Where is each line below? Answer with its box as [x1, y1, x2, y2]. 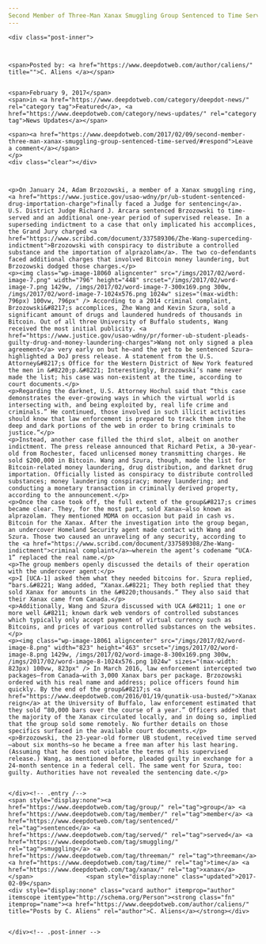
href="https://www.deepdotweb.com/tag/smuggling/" [8, 838, 179, 846]
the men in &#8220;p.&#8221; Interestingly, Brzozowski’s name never [8, 366, 243, 374]
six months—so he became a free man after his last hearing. [32, 740, 239, 749]
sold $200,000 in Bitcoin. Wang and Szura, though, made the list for [8, 457, 246, 464]
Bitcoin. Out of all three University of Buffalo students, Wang [8, 318, 228, 326]
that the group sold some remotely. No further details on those [8, 720, 228, 728]
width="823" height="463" [54, 644, 140, 652]
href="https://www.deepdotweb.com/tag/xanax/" [8, 866, 165, 873]
